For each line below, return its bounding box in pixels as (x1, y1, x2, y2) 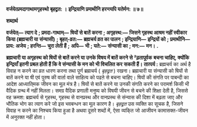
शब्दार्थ (6, 18, 18, 24)
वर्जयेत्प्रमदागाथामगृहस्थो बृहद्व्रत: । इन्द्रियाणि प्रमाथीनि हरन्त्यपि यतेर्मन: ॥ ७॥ (6, 6, 143, 12)
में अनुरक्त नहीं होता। (6, 113, 46, 121)
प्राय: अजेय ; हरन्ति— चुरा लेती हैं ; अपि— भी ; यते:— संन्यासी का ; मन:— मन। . (6, 42, 159, 49)
